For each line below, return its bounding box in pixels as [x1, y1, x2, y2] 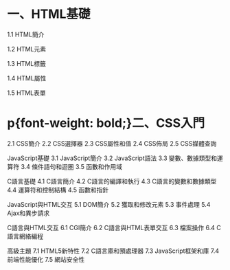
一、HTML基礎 [7, 6, 91, 22]
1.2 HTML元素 [7, 45, 47, 53]
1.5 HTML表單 [7, 89, 46, 97]
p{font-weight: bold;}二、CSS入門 [7, 115, 205, 131]
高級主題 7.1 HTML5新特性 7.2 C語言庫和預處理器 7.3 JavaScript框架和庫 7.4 [7, 247, 220, 255]
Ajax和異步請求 [7, 209, 50, 217]
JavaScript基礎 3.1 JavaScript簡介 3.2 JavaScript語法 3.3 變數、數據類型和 [7, 154, 218, 162]
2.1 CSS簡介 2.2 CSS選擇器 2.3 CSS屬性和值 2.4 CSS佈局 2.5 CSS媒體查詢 [7, 139, 217, 148]
